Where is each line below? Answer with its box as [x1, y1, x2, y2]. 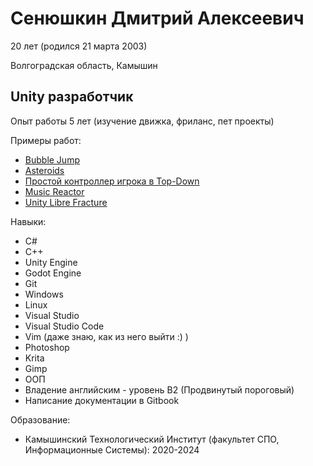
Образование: [10, 413, 71, 426]
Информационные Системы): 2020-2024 [24, 443, 200, 456]
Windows [24, 288, 64, 300]
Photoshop [24, 341, 70, 353]
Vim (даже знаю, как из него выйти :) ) [24, 330, 189, 342]
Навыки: [10, 215, 47, 227]
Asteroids [24, 164, 65, 176]
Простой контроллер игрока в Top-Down [24, 175, 200, 187]
